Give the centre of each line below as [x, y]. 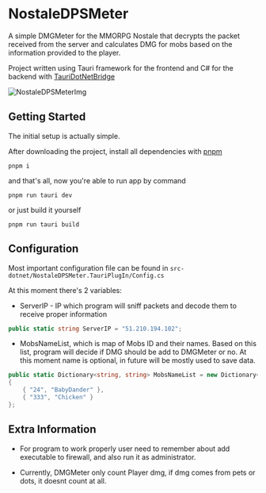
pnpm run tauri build [44, 224]
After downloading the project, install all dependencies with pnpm [116, 151]
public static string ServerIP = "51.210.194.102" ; [95, 329]
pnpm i [19, 166]
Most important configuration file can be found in [88, 268]
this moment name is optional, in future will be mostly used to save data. [137, 360]
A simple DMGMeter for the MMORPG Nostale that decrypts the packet [124, 36]
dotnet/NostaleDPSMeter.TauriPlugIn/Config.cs [86, 275]
